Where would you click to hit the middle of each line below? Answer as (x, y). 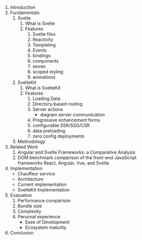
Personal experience (39, 217)
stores (39, 66)
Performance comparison (44, 201)
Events (40, 50)
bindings (42, 56)
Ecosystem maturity (46, 227)
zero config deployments (58, 136)
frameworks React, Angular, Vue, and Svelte (63, 163)
